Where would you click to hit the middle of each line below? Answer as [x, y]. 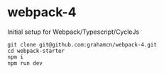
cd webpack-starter [36, 51]
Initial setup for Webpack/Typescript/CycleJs [73, 32]
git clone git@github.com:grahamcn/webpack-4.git [82, 44]
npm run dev [25, 63]
